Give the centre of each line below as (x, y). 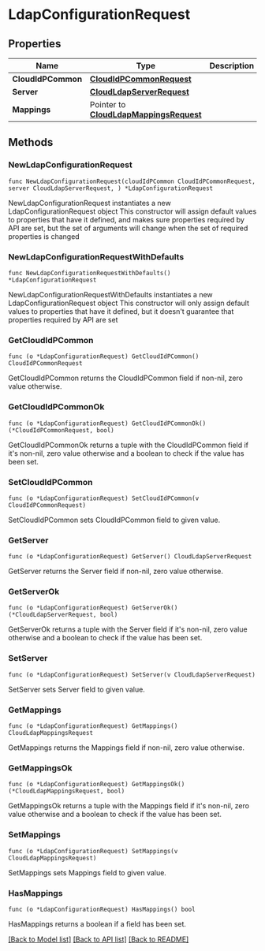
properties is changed (44, 236)
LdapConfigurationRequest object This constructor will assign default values (132, 211)
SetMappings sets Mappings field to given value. (88, 872)
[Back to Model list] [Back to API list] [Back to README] (99, 939)
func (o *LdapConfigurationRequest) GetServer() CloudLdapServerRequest (130, 557)
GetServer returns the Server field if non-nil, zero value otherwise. (116, 571)
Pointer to (108, 104)
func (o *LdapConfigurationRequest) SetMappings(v (93, 851)
